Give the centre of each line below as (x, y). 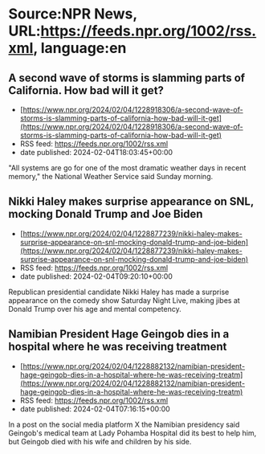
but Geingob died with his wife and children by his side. (100, 441)
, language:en (80, 48)
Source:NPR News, (73, 14)
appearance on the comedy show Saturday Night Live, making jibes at (124, 300)
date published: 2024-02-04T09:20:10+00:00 (96, 276)
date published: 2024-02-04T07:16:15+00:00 (95, 409)
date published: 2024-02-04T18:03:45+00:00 (96, 152)
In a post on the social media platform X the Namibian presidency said (124, 424)
